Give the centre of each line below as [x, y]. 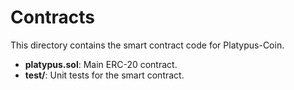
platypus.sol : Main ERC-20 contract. [101, 64]
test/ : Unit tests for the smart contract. [104, 75]
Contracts [53, 17]
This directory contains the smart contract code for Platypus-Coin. [147, 45]
